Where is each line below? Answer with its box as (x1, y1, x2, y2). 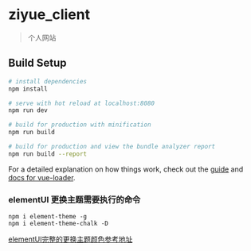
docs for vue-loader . (8, 172, 76, 182)
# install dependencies (8, 77, 88, 85)
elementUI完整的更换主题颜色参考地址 (8, 234, 133, 244)
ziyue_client (8, 6, 90, 24)
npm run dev (8, 106, 48, 114)
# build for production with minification (8, 121, 151, 129)
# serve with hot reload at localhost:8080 (8, 99, 155, 107)
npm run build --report (8, 149, 88, 158)
